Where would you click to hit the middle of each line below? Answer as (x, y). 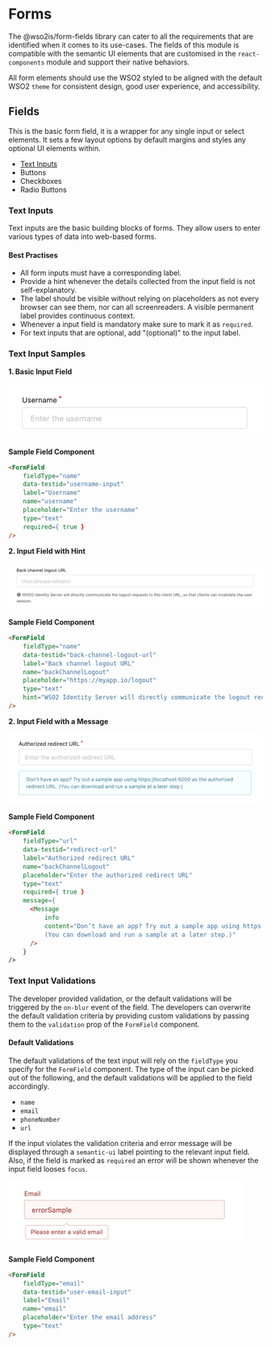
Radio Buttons (43, 190)
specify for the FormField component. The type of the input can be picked (131, 1069)
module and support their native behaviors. (118, 62)
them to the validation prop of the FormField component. (104, 1024)
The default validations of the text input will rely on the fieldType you (123, 1061)
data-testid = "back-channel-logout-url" (90, 655)
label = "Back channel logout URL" (79, 663)
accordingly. (29, 1086)
